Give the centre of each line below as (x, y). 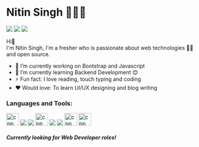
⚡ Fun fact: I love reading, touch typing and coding (78, 79)
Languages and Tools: (39, 103)
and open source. (28, 54)
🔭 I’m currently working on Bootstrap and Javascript (80, 66)
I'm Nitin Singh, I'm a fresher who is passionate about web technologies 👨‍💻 (100, 48)
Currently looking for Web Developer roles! (61, 137)
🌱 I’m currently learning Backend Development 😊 (77, 72)
